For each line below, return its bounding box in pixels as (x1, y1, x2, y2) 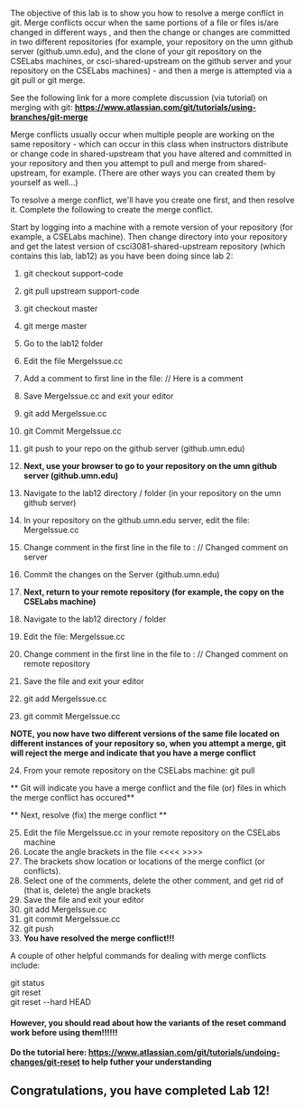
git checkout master (23, 303, 98, 314)
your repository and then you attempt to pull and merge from (10, 158, 236, 168)
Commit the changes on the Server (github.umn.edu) (23, 569, 220, 579)
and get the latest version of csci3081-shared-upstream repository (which (10, 241, 286, 251)
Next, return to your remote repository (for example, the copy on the (23, 586, 285, 597)
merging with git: (10, 102, 73, 112)
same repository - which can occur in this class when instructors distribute (10, 139, 289, 149)
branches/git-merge (10, 112, 88, 122)
